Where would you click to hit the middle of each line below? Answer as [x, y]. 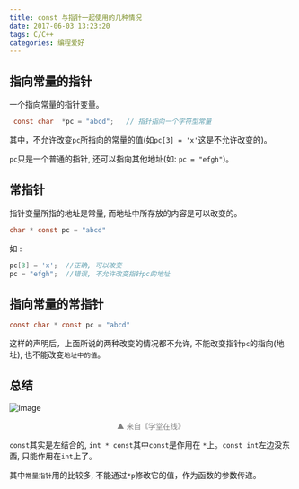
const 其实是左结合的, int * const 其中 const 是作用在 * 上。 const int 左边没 [146, 444]
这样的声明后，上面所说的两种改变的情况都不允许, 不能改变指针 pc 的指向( [143, 344]
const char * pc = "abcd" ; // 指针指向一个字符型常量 [112, 122]
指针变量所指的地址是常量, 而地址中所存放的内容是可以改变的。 [126, 213]
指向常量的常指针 [57, 304]
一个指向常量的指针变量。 [57, 105]
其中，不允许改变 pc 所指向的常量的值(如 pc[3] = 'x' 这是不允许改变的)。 [141, 139]
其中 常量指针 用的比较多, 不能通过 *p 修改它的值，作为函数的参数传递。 [135, 475]
